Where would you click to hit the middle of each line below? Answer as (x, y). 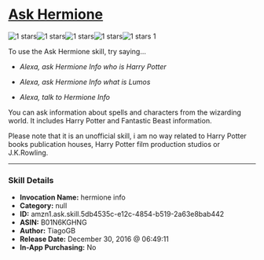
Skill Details (31, 180)
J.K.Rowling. (28, 152)
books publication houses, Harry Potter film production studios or (114, 144)
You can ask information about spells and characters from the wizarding (125, 112)
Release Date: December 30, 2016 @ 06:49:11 (94, 239)
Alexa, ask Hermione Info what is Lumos (85, 82)
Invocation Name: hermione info (72, 197)
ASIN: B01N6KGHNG (53, 222)
